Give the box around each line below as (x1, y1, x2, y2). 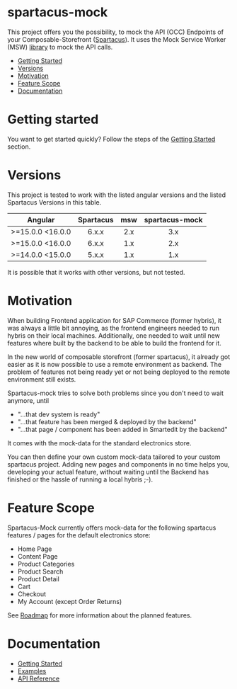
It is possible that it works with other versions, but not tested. (7, 268, 185, 276)
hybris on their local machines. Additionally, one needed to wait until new (7, 331, 221, 340)
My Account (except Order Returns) (17, 597, 122, 605)
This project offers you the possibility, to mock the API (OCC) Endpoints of (7, 28, 224, 36)
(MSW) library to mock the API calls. (7, 42, 113, 51)
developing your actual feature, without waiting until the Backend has (7, 467, 209, 476)
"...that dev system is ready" (17, 410, 100, 418)
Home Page (17, 545, 52, 553)
